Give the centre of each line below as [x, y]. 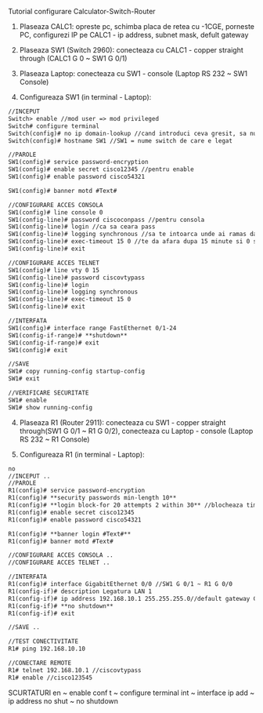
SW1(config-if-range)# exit [54, 343]
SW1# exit [24, 379]
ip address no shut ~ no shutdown [63, 700]
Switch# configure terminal [54, 126]
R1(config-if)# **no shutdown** [61, 606]
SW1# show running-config [50, 407]
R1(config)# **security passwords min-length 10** [92, 498]
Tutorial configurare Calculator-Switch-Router [82, 11]
